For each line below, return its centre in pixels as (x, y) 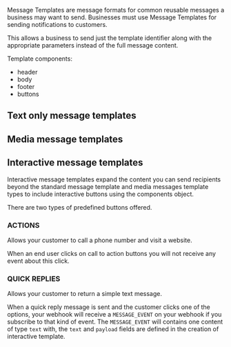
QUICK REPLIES (34, 279)
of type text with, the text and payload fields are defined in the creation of (113, 329)
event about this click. (39, 261)
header (27, 72)
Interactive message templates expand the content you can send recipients (114, 179)
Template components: (40, 59)
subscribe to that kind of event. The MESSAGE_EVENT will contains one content (115, 322)
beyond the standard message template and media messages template (108, 186)
